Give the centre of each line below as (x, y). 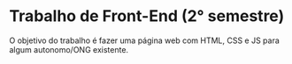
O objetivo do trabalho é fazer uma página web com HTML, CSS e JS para (145, 40)
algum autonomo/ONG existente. (69, 49)
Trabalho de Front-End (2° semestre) (147, 16)
